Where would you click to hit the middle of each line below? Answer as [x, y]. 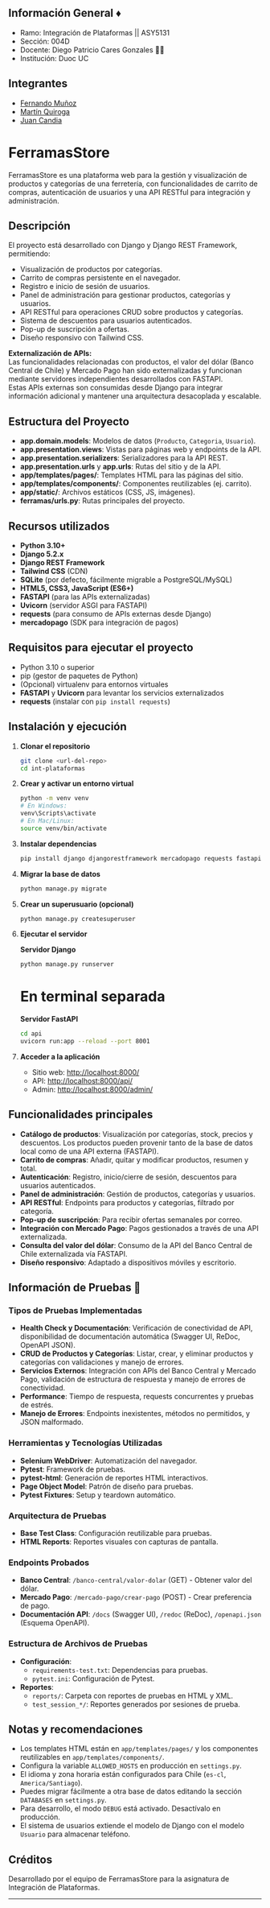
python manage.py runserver [67, 964]
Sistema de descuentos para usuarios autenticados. [106, 320]
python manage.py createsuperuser [78, 919]
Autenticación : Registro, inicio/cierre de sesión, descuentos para [128, 1177]
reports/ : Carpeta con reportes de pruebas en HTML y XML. [132, 1695]
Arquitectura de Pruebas [57, 1515]
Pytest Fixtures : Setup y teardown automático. [98, 1495]
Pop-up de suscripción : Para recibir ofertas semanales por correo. [131, 1220]
